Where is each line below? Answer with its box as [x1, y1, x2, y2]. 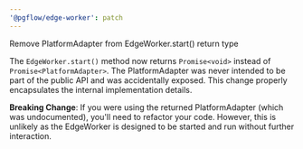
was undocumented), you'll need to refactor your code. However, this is [9, 111, 277, 122]
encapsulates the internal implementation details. [9, 84, 193, 95]
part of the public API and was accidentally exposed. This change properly [9, 74, 288, 86]
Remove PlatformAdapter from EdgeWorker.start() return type [9, 38, 239, 49]
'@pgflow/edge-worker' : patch [9, 13, 124, 23]
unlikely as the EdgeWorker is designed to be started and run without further [9, 121, 295, 132]
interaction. [9, 130, 52, 141]
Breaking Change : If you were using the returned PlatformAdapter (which [9, 101, 284, 113]
